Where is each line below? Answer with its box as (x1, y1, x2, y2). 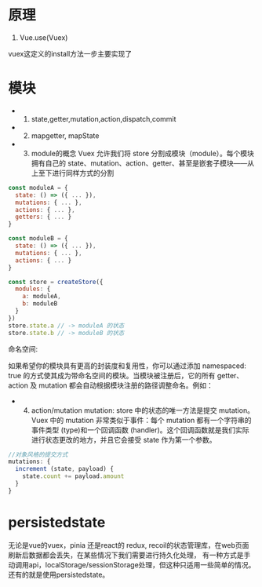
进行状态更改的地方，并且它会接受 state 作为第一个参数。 (31, 435, 217, 444)
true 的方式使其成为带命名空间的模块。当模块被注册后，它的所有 (8, 370, 216, 380)
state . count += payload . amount (22, 472, 125, 480)
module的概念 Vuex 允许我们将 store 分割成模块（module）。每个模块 (31, 148, 255, 158)
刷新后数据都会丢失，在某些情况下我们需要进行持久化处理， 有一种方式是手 (8, 550, 251, 560)
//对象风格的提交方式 (8, 450, 68, 458)
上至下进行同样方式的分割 (31, 168, 115, 177)
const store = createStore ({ (8, 278, 104, 286)
